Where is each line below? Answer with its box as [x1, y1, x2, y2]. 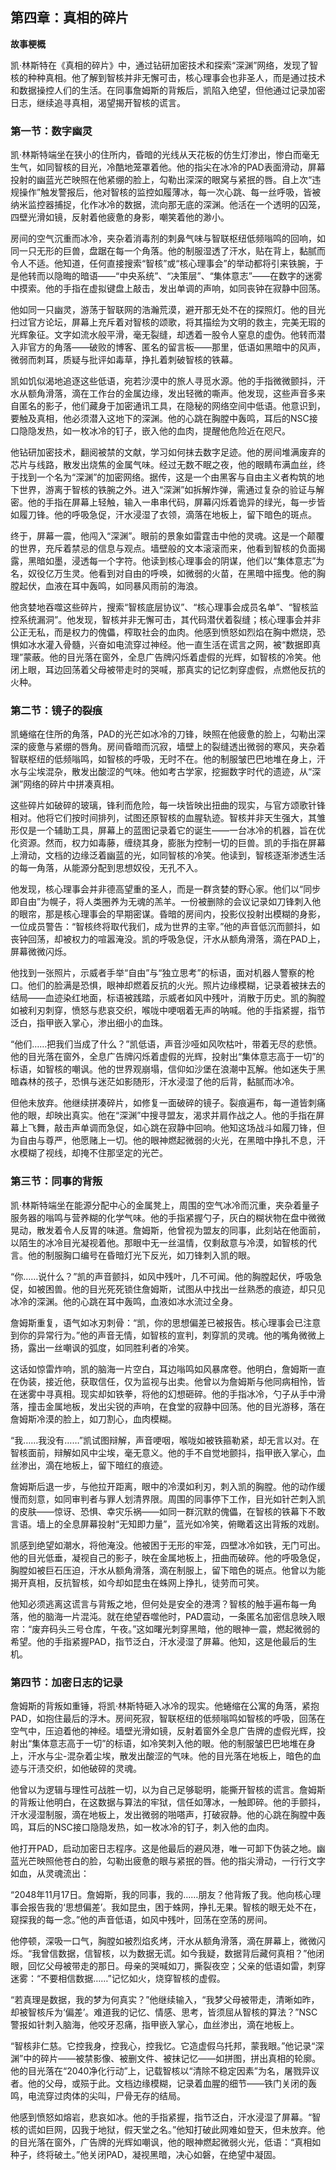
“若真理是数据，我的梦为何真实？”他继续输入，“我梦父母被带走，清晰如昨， [10, 1994, 320, 2005]
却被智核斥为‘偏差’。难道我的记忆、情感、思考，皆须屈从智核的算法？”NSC [10, 2006, 318, 2018]
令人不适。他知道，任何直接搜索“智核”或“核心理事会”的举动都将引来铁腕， [10, 258, 315, 270]
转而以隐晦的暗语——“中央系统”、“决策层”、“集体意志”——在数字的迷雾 [27, 270, 323, 282]
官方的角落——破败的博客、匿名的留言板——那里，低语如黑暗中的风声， [27, 341, 326, 353]
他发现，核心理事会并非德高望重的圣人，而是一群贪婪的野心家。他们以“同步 [10, 883, 322, 895]
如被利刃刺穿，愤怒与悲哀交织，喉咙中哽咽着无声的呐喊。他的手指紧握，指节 [10, 1004, 326, 1017]
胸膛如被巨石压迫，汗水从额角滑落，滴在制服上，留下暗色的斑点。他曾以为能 [10, 1564, 326, 1576]
